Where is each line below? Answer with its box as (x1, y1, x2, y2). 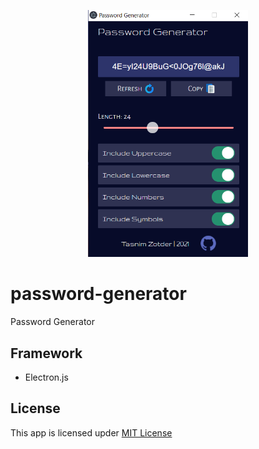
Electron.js (24, 371, 69, 384)
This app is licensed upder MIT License (10, 426, 173, 439)
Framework (10, 345, 83, 362)
